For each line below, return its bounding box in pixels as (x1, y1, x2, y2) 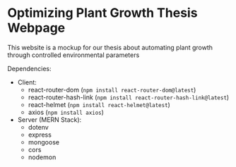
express (28, 130, 52, 139)
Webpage (7, 20, 66, 36)
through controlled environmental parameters (7, 51, 140, 59)
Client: (17, 78, 37, 86)
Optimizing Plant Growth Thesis (7, 5, 198, 21)
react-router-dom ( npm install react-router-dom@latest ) (28, 85, 196, 94)
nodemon (28, 153, 57, 161)
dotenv (28, 123, 49, 131)
